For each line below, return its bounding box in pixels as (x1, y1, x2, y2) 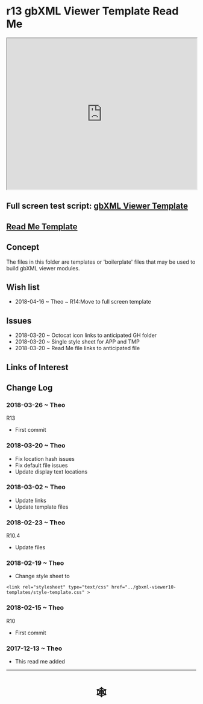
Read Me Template (6, 221, 78, 232)
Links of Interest (6, 362, 69, 373)
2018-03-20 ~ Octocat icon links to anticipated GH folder (14, 331, 157, 339)
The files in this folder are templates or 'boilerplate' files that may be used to (6, 258, 196, 266)
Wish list (6, 282, 40, 292)
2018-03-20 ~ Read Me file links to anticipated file (14, 345, 140, 352)
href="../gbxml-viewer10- (111, 584, 176, 590)
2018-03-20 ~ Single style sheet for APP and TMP (14, 338, 140, 345)
